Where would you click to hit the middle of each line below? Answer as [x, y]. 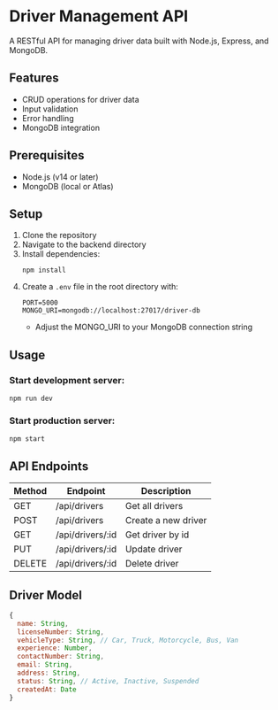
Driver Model [45, 595]
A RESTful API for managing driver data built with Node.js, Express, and [139, 41]
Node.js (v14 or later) [60, 177]
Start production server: [62, 421]
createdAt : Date [47, 689]
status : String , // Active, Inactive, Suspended [108, 681]
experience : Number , [55, 648]
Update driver [154, 549]
